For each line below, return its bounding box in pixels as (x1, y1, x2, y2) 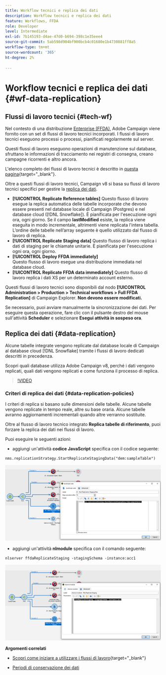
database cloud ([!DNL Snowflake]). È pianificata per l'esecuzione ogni (12, 211, 157, 218)
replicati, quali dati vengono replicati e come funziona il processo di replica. (5, 368, 159, 374)
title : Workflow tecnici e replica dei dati (5, 8, 98, 13)
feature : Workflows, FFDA (5, 18, 58, 23)
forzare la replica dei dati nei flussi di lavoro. (5, 427, 95, 432)
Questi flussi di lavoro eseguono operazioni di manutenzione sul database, (5, 146, 157, 152)
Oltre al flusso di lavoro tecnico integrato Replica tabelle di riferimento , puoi (5, 422, 161, 428)
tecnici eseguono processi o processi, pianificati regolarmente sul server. (5, 136, 155, 142)
